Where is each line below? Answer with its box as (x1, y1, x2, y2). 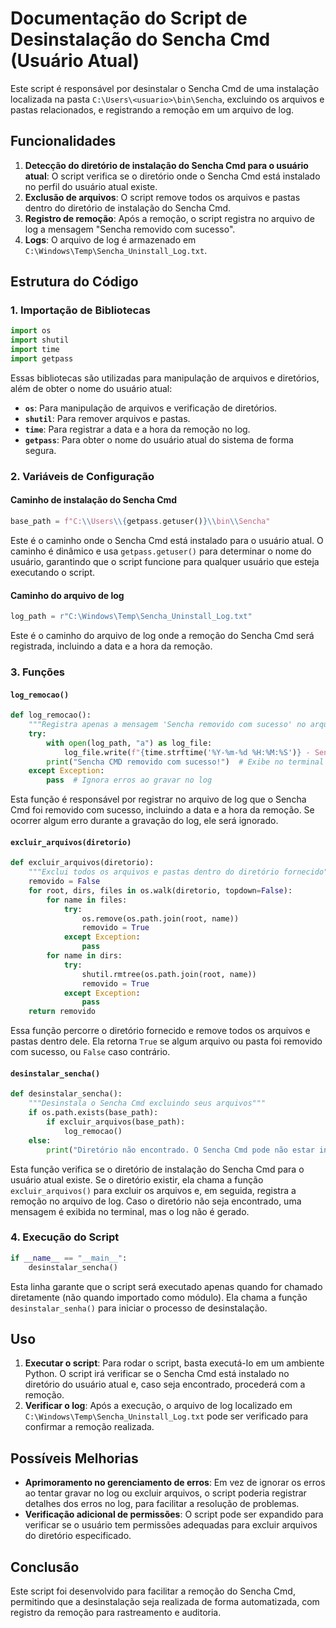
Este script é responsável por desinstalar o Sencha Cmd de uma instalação (10, 82, 320, 94)
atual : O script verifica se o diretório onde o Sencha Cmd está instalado (24, 170, 321, 182)
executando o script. (10, 566, 96, 578)
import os (10, 326, 52, 336)
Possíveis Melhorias (10, 1450, 139, 1467)
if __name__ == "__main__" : (10, 1253, 128, 1263)
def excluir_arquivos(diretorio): (10, 858, 155, 868)
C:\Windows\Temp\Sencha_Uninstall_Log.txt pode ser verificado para (24, 1410, 309, 1422)
